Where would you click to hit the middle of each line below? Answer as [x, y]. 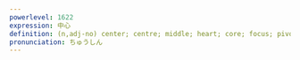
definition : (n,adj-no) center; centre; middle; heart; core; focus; [142, 34]
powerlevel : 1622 [42, 17]
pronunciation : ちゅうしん [56, 42]
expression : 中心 [40, 26]
